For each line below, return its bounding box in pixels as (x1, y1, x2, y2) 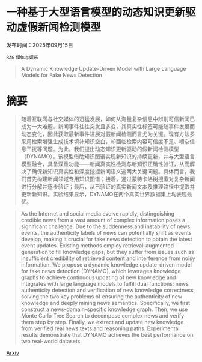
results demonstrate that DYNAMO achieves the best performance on (20, 331, 194, 338)
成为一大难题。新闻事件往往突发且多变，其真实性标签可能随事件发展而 (20, 122, 195, 130)
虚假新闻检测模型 (17, 20, 102, 34)
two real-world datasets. (20, 337, 82, 345)
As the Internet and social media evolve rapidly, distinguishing (20, 210, 175, 217)
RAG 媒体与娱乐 (6, 55, 38, 61)
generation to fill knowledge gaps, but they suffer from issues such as (20, 248, 194, 255)
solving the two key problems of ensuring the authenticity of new (20, 292, 182, 300)
